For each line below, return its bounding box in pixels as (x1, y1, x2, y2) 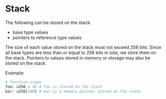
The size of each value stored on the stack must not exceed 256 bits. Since (5, 44, 161, 50)
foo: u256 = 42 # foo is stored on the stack (5, 84, 102, 89)
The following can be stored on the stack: (5, 19, 92, 25)
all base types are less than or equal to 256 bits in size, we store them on (5, 49, 156, 55)
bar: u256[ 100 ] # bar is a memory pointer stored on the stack (5, 88, 141, 94)
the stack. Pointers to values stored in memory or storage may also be (5, 54, 151, 60)
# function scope (5, 79, 42, 84)
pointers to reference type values (12, 34, 82, 40)
